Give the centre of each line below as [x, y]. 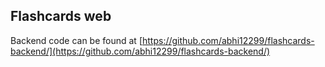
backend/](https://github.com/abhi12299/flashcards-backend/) [140, 51]
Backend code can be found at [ [76, 40]
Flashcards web [61, 16]
